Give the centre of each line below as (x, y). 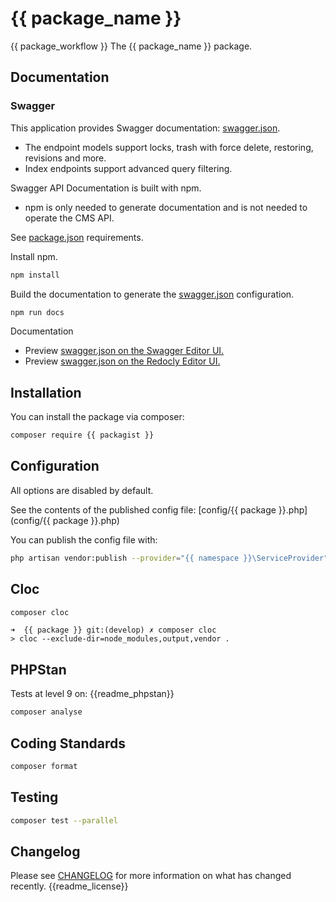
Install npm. (34, 256)
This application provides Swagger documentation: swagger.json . (145, 128)
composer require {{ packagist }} (82, 435)
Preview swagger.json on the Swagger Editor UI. (124, 351)
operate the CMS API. (69, 218)
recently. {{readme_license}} (69, 886)
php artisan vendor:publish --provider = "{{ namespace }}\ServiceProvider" (169, 558)
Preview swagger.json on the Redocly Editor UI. (122, 361)
